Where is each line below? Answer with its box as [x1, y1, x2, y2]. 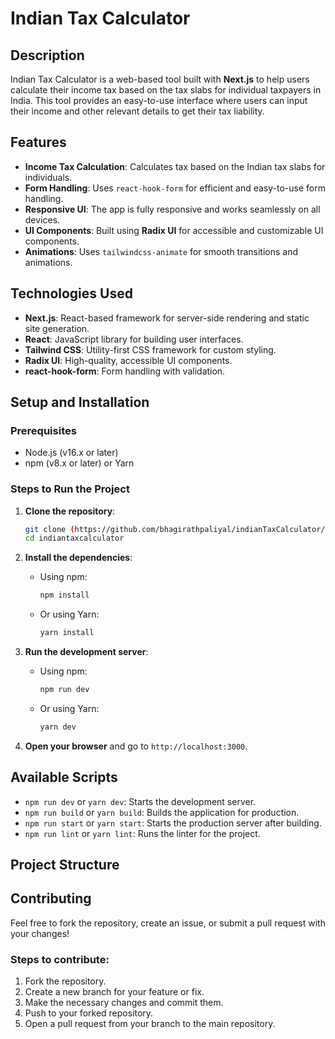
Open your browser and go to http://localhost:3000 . [24, 740, 248, 752]
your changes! [10, 927, 70, 939]
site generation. [24, 322, 90, 334]
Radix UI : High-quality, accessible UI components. [24, 354, 233, 366]
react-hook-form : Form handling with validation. [24, 365, 226, 377]
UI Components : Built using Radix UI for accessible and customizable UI [24, 224, 324, 236]
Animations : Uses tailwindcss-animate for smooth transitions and [24, 245, 299, 257]
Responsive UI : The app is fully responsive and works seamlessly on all [24, 203, 321, 215]
